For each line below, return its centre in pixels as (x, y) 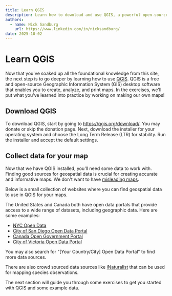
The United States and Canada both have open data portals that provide (81, 204)
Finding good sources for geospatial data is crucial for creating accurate (81, 174)
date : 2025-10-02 (24, 34)
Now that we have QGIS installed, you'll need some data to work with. (79, 168)
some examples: (23, 215)
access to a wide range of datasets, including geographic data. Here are (81, 210)
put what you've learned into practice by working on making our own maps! (85, 95)
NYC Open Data (29, 225)
